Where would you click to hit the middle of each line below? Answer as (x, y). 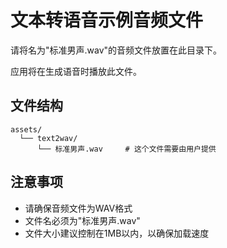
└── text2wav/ (48, 138)
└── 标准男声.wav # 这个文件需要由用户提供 (126, 149)
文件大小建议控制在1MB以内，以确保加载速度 (117, 233)
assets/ (26, 129)
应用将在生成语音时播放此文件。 (76, 71)
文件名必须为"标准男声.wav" (82, 220)
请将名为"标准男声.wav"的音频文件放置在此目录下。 (116, 50)
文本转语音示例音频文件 (107, 20)
